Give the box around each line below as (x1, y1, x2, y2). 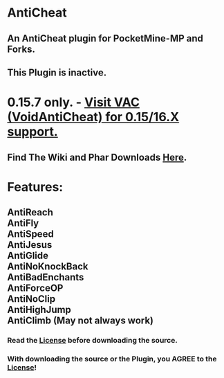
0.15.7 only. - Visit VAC (7, 95, 140, 110)
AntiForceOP (7, 282, 64, 294)
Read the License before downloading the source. (7, 336, 178, 345)
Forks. (7, 43, 36, 55)
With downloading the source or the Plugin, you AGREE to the (7, 354, 217, 363)
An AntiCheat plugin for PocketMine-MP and (7, 33, 204, 44)
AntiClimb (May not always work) (7, 315, 154, 327)
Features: (7, 179, 64, 195)
